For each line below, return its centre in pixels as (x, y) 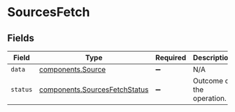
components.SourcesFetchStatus (94, 90)
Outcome (208, 81)
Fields (21, 38)
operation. (209, 98)
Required (171, 58)
